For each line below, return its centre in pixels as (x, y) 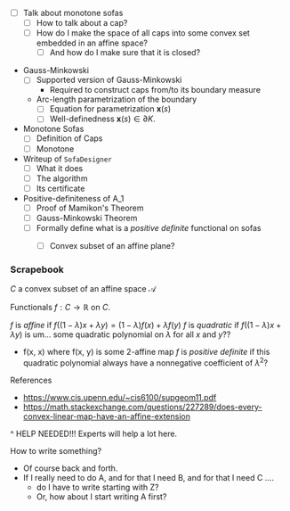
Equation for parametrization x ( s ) (110, 109)
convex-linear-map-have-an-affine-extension (106, 416)
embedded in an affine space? (92, 43)
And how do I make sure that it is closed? (125, 53)
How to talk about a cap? (82, 23)
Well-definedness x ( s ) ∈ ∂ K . (102, 119)
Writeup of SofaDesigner (67, 159)
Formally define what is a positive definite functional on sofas (149, 227)
